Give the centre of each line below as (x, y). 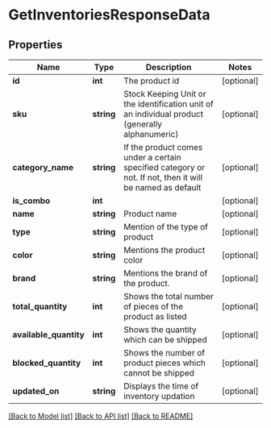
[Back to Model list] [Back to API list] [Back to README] (101, 416)
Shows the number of (165, 353)
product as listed (155, 316)
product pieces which (165, 363)
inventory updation (159, 396)
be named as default (163, 187)
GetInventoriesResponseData (109, 15)
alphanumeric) (151, 134)
